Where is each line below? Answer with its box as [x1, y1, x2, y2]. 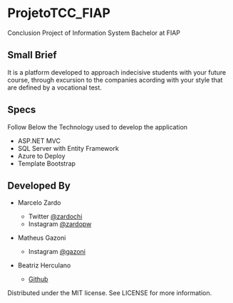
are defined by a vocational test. [7, 83, 102, 92]
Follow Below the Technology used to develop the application [7, 122, 187, 131]
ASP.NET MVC [17, 137, 61, 145]
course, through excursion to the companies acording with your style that [7, 75, 223, 84]
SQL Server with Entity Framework [17, 144, 119, 152]
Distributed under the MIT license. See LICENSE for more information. [7, 289, 212, 297]
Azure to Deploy [17, 151, 66, 160]
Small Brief [7, 49, 57, 61]
